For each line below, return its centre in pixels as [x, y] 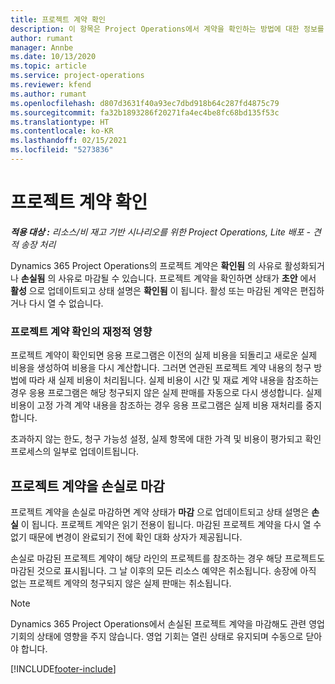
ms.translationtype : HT [60, 122]
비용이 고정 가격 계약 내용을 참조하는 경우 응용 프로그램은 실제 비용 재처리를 [157, 405]
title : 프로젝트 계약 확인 [58, 19]
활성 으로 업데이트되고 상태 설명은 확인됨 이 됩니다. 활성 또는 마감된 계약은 [154, 290]
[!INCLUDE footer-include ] [63, 668]
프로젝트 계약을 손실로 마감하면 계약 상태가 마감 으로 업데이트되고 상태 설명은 [160, 512]
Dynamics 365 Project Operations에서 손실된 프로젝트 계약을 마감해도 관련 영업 [167, 623]
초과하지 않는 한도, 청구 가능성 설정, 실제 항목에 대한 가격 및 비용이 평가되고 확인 [166, 439]
